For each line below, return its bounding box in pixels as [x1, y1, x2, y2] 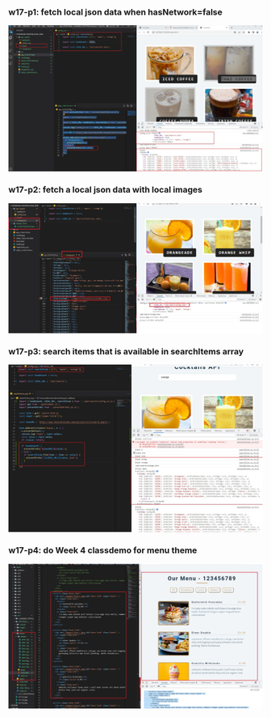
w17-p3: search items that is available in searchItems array [8, 346, 244, 358]
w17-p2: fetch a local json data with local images [8, 185, 203, 196]
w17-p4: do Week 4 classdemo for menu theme [8, 545, 198, 556]
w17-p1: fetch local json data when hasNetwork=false [8, 6, 223, 18]
